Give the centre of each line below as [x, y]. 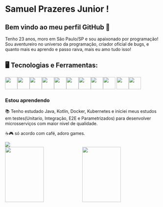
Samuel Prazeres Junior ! [57, 9]
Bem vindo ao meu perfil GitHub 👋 [58, 27]
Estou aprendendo [27, 100]
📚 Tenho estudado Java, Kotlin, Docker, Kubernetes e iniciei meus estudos [81, 111]
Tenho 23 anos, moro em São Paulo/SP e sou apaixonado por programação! [82, 39]
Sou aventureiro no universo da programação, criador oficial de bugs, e [77, 44]
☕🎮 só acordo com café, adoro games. [45, 133]
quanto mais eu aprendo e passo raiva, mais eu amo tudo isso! [68, 49]
